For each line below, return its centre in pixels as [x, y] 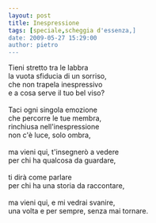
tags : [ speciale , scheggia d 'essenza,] [72, 30]
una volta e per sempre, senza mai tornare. [78, 211]
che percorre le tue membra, [55, 118]
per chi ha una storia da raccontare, [67, 186]
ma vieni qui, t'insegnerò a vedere [64, 152]
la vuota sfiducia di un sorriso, [57, 76]
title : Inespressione [44, 23]
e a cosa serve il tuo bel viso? [57, 93]
